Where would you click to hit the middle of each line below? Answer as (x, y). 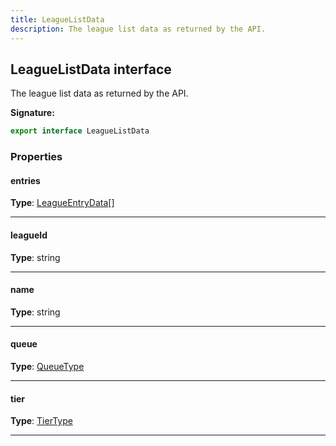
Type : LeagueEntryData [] (62, 203)
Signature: (32, 113)
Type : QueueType (47, 366)
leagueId (29, 235)
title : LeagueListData (57, 19)
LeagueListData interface (91, 69)
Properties (36, 157)
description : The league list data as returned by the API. (138, 29)
